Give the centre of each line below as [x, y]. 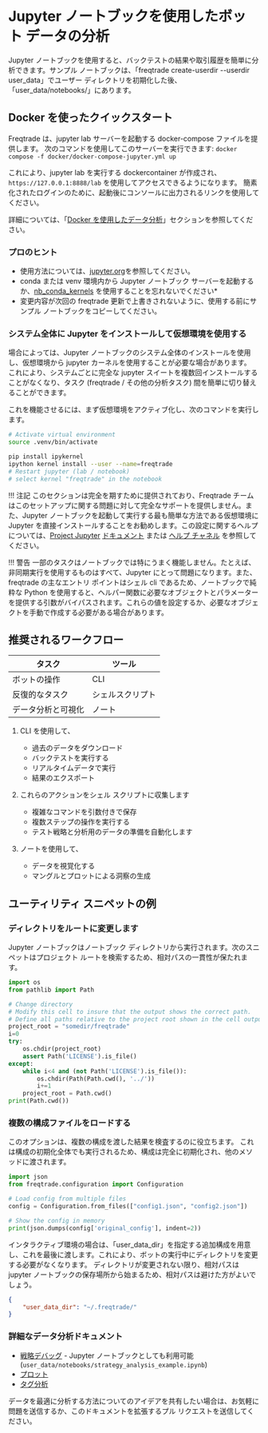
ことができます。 [43, 393]
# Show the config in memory [57, 1220]
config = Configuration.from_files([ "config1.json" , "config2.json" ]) [128, 1207]
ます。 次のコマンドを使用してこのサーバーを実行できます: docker [130, 148]
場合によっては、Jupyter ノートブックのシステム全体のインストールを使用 [130, 353]
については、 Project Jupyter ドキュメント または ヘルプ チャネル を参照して [132, 535]
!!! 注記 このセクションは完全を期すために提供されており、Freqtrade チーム [131, 495]
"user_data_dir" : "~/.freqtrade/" [80, 1307]
